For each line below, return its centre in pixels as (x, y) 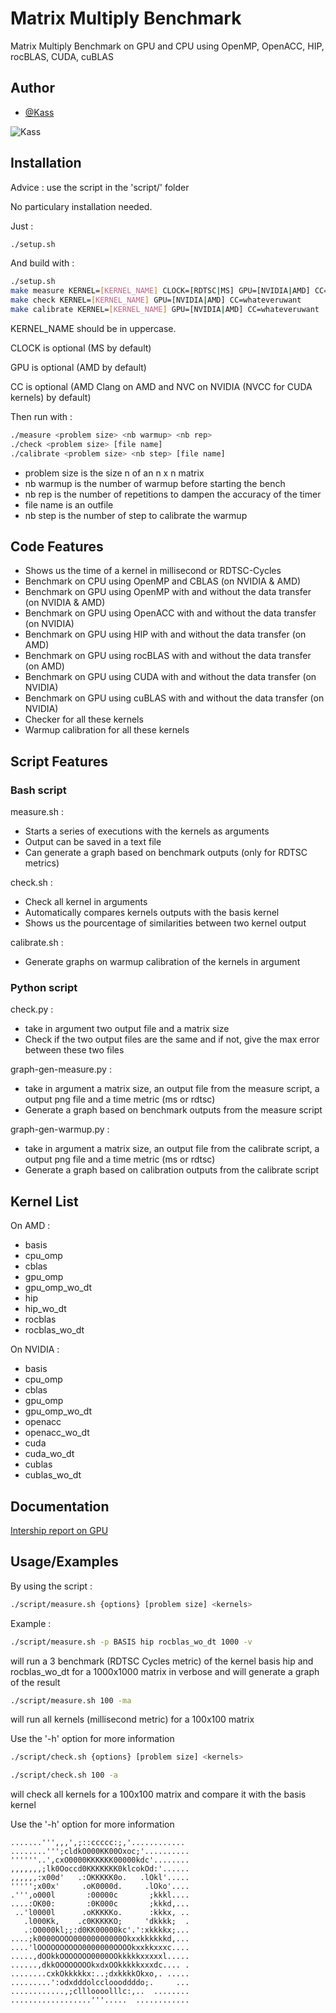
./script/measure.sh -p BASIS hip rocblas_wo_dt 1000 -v (131, 1642)
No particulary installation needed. (81, 206)
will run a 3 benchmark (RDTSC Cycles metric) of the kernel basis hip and (162, 1661)
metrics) (42, 863)
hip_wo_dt (45, 1309)
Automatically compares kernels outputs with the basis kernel (152, 913)
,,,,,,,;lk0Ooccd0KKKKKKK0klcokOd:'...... (100, 1869)
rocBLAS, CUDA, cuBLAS (62, 56)
